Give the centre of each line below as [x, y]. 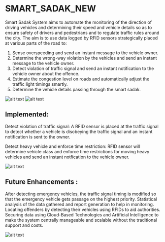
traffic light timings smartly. [40, 84]
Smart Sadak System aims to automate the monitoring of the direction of [78, 22]
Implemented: [27, 115]
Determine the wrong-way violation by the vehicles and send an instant [84, 58]
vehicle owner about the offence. [46, 73]
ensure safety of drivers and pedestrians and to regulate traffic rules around [82, 33]
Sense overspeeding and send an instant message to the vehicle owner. [85, 53]
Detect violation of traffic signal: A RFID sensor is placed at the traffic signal [82, 126]
